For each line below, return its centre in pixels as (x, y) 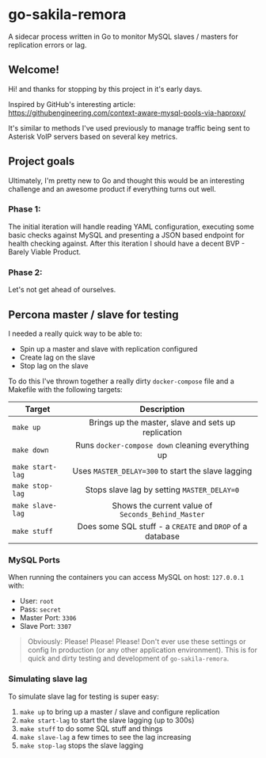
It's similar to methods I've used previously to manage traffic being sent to (129, 128)
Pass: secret (40, 609)
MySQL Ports (34, 560)
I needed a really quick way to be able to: (75, 333)
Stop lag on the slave (54, 365)
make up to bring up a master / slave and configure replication (120, 711)
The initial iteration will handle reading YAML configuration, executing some (131, 227)
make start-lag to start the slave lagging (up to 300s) (107, 720)
